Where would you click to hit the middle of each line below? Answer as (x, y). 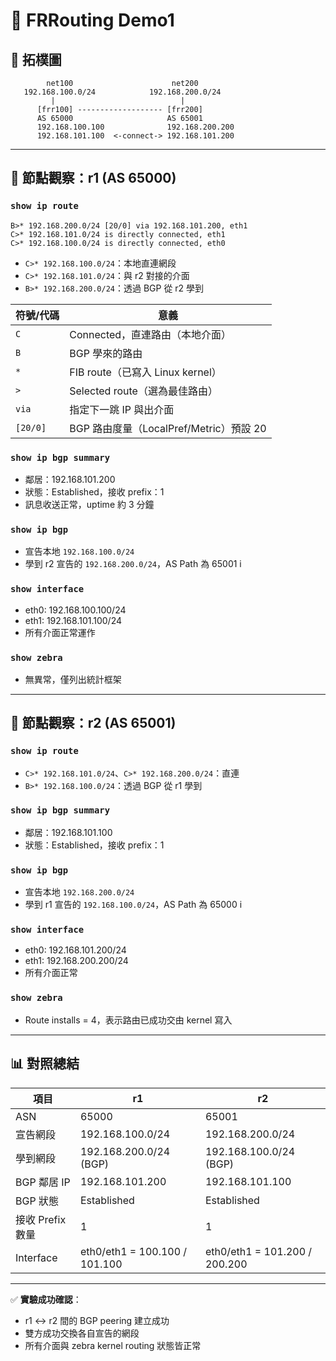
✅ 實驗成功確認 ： (46, 1299)
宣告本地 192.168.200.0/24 (79, 892)
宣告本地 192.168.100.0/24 (79, 551)
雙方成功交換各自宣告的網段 (82, 1333)
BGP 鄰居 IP (43, 1182)
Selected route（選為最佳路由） (143, 391)
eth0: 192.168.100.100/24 (75, 610)
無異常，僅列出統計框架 (73, 679)
